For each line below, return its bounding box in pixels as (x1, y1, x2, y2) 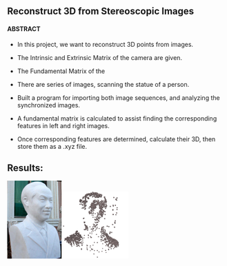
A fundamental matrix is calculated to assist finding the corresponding (17, 114, 217, 123)
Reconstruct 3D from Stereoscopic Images (7, 6, 195, 17)
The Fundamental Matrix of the (17, 67, 106, 75)
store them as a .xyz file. (17, 142, 88, 150)
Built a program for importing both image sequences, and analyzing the (17, 93, 220, 102)
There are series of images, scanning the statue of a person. (17, 80, 190, 88)
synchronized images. (17, 101, 81, 109)
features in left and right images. (17, 121, 110, 130)
